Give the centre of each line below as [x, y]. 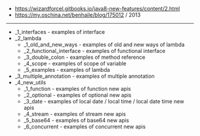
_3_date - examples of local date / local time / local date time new [104, 101]
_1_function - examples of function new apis [77, 89]
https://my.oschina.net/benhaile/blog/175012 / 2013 [78, 15]
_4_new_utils [30, 82]
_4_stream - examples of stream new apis [75, 114]
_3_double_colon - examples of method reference [85, 57]
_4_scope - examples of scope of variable [75, 64]
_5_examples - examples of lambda [67, 70]
